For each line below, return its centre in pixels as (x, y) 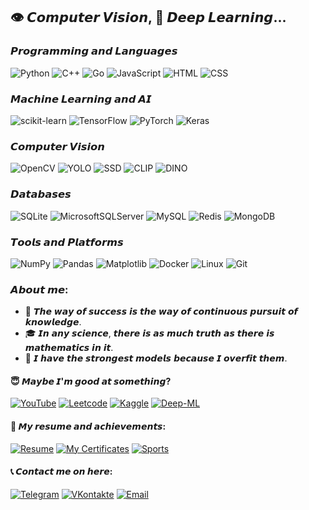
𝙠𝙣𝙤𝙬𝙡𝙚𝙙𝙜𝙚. (53, 322)
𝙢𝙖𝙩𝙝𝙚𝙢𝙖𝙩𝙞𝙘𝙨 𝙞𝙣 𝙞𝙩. (69, 348)
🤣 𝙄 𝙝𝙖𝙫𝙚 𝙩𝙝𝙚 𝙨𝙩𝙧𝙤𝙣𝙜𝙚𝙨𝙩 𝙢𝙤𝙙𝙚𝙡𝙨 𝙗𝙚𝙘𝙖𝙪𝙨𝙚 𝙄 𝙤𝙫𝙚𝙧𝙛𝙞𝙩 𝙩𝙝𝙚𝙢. (156, 358)
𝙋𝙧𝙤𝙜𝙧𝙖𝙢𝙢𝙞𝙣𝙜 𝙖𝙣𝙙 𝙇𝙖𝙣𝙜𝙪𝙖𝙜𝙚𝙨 (94, 51)
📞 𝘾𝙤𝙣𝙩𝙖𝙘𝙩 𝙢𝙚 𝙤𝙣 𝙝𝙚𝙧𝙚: (61, 471)
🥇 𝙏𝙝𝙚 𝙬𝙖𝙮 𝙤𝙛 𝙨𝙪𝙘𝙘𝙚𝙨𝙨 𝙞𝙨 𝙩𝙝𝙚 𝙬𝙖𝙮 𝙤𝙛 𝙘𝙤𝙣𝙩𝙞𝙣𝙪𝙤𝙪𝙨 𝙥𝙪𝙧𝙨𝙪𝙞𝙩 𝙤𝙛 (161, 311)
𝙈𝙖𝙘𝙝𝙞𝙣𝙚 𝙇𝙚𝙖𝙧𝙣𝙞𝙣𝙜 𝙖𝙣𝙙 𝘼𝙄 (81, 99)
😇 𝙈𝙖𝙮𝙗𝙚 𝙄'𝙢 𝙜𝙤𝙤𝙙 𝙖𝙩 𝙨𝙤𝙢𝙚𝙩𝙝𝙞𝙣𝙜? (91, 381)
